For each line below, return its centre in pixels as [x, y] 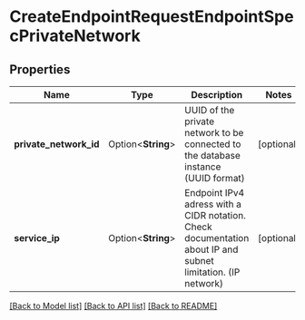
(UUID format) [215, 178]
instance [203, 167]
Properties [40, 69]
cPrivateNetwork [75, 36]
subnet [200, 261]
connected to [213, 144]
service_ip [37, 238]
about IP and [212, 249]
